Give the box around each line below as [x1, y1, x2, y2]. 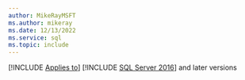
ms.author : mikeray [8, 19, 73, 27]
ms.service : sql [8, 33, 62, 42]
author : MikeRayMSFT [8, 11, 77, 20]
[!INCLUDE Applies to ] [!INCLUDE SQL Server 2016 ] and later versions [8, 63, 238, 72]
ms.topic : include [8, 41, 69, 49]
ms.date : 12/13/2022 [8, 26, 77, 34]
